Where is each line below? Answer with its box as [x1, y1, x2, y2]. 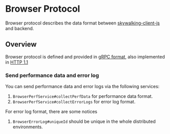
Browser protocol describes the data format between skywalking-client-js [5, 20, 160, 26]
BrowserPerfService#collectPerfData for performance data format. [12, 93, 153, 99]
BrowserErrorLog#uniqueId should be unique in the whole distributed [12, 118, 156, 125]
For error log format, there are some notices [5, 109, 98, 115]
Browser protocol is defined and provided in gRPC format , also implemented [5, 53, 165, 60]
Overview [5, 40, 37, 49]
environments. [12, 124, 43, 130]
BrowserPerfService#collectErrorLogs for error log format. [12, 99, 136, 105]
